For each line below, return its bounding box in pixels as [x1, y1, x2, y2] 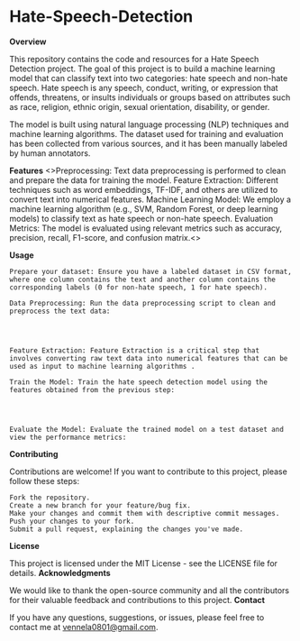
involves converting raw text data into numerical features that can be [9, 353, 288, 362]
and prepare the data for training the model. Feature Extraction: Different [9, 174, 279, 186]
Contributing [9, 448, 59, 459]
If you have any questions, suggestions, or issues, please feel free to [9, 611, 265, 623]
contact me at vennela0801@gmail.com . [9, 621, 159, 632]
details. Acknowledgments [9, 567, 111, 578]
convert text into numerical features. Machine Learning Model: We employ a [9, 194, 291, 205]
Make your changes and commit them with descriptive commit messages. [9, 508, 280, 517]
